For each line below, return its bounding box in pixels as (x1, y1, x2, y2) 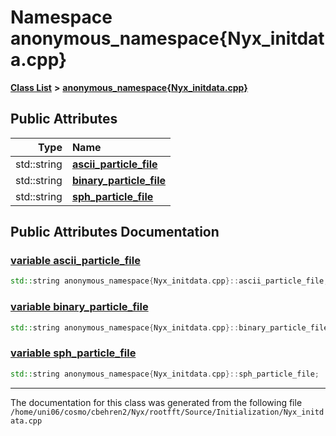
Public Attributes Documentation (10, 224, 220, 241)
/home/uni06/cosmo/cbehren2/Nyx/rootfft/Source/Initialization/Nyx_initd (10, 407, 325, 417)
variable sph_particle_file (10, 346, 137, 360)
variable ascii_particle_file (10, 254, 141, 268)
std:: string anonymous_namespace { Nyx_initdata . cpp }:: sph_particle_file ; (10, 369, 320, 379)
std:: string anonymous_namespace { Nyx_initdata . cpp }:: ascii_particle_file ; (10, 276, 329, 286)
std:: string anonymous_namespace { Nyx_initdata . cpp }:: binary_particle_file (10, 322, 329, 333)
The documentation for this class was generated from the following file (10, 396, 303, 408)
